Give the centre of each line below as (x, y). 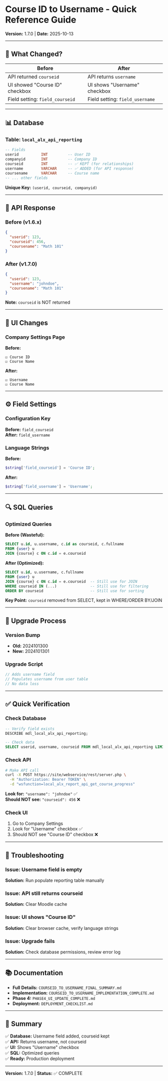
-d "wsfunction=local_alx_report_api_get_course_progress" (72, 784)
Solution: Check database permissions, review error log (63, 952)
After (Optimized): (24, 563)
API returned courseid (33, 77)
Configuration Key (28, 419)
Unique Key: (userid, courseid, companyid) (51, 187)
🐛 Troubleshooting (34, 855)
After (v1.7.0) (21, 264)
